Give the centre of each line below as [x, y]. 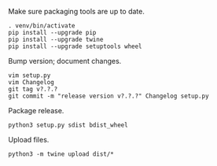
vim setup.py [29, 76]
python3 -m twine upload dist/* [61, 154]
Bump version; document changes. [65, 61]
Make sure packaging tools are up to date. [77, 11]
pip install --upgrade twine [56, 39]
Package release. [36, 111]
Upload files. [29, 140]
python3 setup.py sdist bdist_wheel [68, 125]
